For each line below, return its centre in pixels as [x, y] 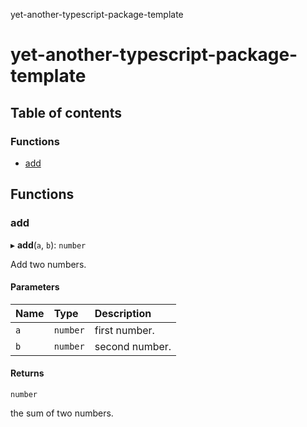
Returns [27, 373]
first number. [124, 330]
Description [123, 313]
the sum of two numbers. [62, 413]
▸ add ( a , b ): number [48, 245]
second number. [133, 346]
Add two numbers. [48, 264]
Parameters [35, 287]
